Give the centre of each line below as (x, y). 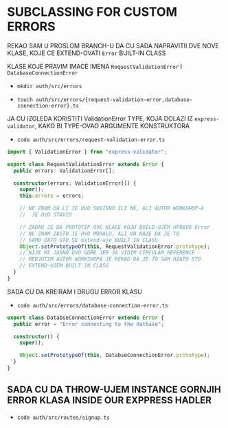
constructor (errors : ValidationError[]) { (75, 183)
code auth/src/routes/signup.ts (63, 418)
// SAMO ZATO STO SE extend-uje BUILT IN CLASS (89, 240)
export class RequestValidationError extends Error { (86, 164)
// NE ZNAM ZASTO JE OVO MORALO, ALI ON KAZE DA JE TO (100, 234)
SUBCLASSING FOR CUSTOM (92, 12)
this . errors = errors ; (52, 196)
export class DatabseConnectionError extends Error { (86, 318)
